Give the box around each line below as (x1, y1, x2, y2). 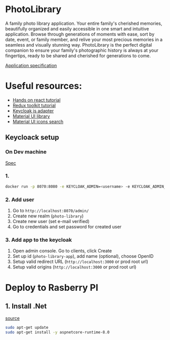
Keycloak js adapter (12, 107, 54, 114)
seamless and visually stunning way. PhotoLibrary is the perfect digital (5, 42, 152, 48)
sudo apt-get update (5, 325, 49, 330)
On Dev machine (5, 148, 47, 156)
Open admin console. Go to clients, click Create (12, 248, 112, 254)
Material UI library (12, 113, 50, 119)
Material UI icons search (12, 118, 64, 125)
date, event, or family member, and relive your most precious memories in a (5, 36, 163, 43)
